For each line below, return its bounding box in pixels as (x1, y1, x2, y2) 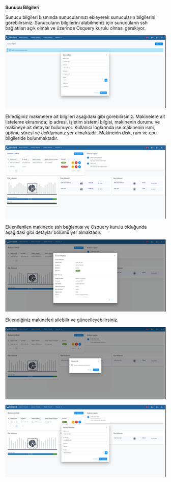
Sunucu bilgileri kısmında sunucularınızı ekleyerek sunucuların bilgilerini (5, 14, 156, 20)
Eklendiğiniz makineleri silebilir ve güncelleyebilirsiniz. (5, 317, 119, 323)
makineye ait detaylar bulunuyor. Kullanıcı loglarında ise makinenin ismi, (5, 125, 155, 131)
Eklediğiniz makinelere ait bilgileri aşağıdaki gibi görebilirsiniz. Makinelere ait (5, 113, 165, 119)
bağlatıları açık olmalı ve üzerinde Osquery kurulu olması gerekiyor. (5, 25, 146, 31)
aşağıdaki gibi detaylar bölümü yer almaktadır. (5, 229, 102, 235)
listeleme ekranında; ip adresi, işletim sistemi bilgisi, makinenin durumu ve (5, 119, 160, 125)
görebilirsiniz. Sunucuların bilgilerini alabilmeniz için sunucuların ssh (5, 20, 148, 26)
